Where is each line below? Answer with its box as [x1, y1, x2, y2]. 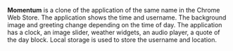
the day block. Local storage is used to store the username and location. [7, 36, 217, 44]
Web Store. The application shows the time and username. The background [7, 13, 227, 22]
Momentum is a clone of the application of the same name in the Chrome [7, 6, 220, 14]
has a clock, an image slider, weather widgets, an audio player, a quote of [7, 28, 220, 36]
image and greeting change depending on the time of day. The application [7, 21, 222, 29]
